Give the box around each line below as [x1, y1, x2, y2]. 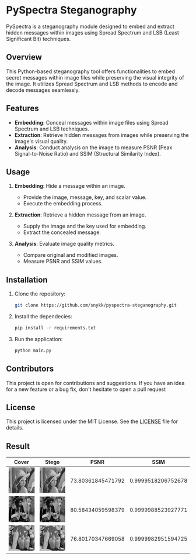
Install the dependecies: [14, 313, 72, 320]
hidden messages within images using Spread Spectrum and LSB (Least [6, 29, 180, 36]
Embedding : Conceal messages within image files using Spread [14, 119, 169, 126]
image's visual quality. [14, 138, 68, 145]
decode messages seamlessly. [6, 86, 80, 94]
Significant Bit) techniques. [6, 35, 71, 42]
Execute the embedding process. [23, 200, 103, 207]
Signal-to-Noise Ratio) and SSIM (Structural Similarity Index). [14, 150, 162, 157]
